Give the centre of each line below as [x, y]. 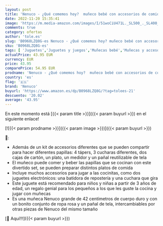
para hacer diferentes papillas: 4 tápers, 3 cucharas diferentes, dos [79, 152]
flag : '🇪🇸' [17, 82]
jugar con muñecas [31, 194]
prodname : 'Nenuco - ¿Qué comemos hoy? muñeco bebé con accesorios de [79, 73]
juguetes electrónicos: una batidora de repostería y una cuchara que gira [85, 178]
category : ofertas [24, 32]
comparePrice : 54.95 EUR [30, 69]
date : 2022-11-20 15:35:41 [32, 18]
